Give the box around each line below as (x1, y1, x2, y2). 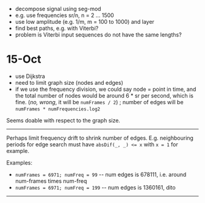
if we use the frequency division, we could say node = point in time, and (15, 85, 196, 93)
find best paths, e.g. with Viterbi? (15, 24, 99, 32)
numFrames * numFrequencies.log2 (15, 106, 101, 112)
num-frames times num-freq (15, 177, 87, 185)
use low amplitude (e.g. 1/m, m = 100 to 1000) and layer (15, 18, 154, 25)
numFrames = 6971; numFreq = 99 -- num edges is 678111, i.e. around (15, 171, 187, 178)
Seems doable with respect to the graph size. (6, 116, 121, 124)
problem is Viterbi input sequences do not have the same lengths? (15, 31, 182, 38)
